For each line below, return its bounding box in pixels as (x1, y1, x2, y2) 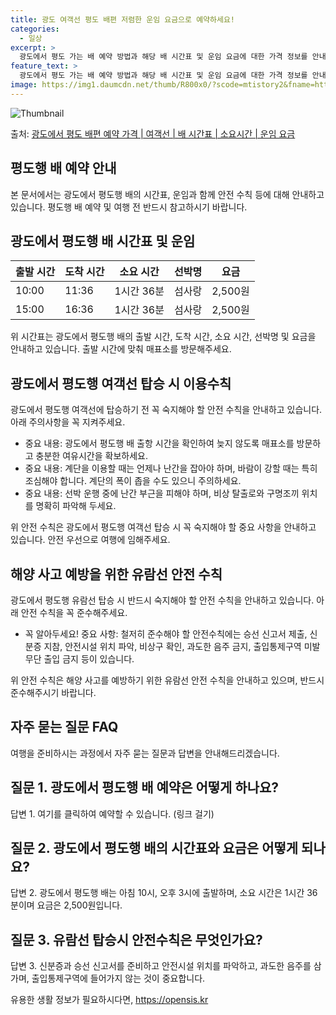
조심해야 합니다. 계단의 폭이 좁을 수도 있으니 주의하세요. (24, 475, 242, 487)
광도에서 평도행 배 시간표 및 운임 (10, 232, 196, 250)
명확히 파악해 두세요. (35, 500, 117, 512)
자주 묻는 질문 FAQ (10, 719, 119, 736)
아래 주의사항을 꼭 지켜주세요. (10, 416, 126, 428)
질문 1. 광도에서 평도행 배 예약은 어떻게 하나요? (10, 779, 280, 796)
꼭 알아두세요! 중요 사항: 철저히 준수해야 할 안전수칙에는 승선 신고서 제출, (24, 628, 308, 640)
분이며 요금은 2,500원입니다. (10, 899, 123, 911)
